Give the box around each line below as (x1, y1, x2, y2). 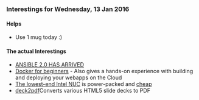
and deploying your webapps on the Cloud (15, 74, 122, 81)
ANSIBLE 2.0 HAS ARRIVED (15, 61, 84, 68)
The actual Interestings (6, 48, 67, 55)
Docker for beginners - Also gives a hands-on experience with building (15, 68, 194, 75)
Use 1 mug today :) (15, 34, 63, 41)
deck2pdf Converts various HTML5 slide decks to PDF (15, 87, 151, 95)
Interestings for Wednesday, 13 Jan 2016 (6, 5, 130, 13)
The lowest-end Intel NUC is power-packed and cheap (15, 80, 152, 88)
